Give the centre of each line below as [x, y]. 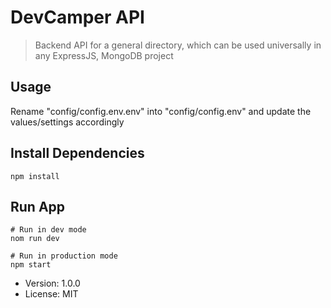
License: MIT [51, 294]
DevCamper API [77, 17]
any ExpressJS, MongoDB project [104, 55]
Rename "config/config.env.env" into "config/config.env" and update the [161, 111]
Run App [38, 206]
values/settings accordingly [67, 122]
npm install [35, 176]
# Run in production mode [64, 256]
